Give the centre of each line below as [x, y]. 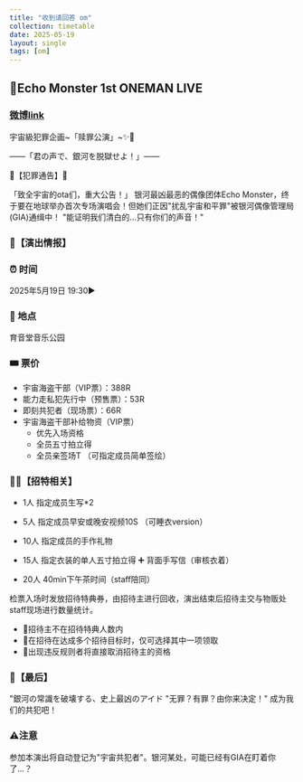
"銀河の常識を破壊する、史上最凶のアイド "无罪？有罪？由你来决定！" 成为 [148, 699]
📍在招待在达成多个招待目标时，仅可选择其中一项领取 [120, 640]
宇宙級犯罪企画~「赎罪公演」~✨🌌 [72, 137]
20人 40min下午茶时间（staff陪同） [89, 579]
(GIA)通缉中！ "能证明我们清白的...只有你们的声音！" [107, 217]
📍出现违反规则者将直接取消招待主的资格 [96, 651]
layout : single [38, 43]
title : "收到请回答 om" [51, 18]
